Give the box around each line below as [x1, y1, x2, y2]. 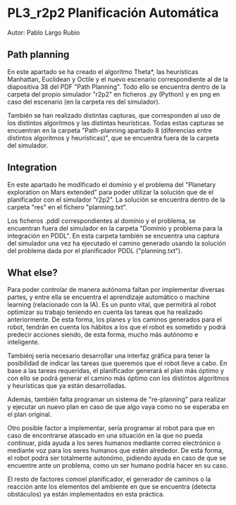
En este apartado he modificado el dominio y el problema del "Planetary [7, 180, 216, 188]
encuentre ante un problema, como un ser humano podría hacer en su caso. [7, 461, 229, 470]
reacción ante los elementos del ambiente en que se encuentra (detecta [7, 482, 216, 491]
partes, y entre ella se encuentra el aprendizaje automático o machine [7, 293, 210, 301]
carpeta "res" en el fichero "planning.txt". [7, 202, 128, 211]
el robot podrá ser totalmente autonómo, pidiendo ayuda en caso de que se [7, 454, 227, 463]
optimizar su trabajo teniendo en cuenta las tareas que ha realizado [7, 308, 203, 317]
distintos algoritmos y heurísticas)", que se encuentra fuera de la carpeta [7, 133, 220, 142]
